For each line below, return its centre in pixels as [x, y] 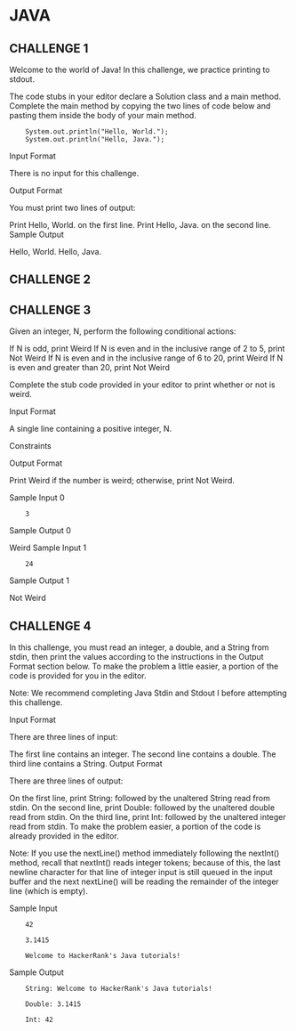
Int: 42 [39, 1020]
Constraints [30, 446]
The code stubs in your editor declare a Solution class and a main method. [145, 96]
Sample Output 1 [39, 580]
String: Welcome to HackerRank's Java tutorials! [119, 989]
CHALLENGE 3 [50, 309]
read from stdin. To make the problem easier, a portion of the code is [135, 827]
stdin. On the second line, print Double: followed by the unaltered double [142, 808]
